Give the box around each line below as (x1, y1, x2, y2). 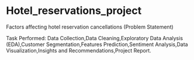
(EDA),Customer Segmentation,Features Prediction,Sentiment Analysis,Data (6, 41, 188, 48)
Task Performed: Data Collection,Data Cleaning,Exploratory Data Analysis (6, 34, 183, 41)
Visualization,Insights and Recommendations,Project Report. (6, 47, 152, 54)
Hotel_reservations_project (6, 4, 142, 17)
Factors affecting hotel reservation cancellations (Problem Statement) (6, 23, 174, 30)
